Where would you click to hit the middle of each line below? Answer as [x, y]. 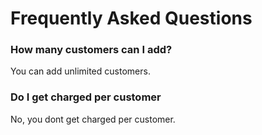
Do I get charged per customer [86, 97]
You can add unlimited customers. [80, 71]
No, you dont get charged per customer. [93, 119]
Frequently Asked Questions [131, 18]
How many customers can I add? [91, 50]
